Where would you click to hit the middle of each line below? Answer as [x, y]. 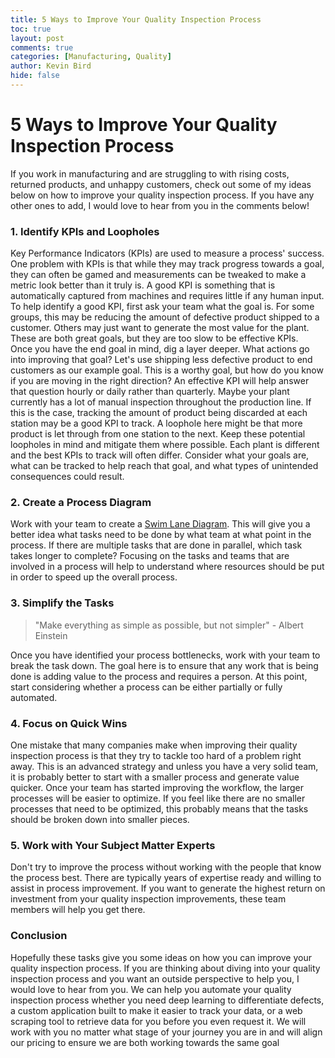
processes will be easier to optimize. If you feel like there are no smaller [158, 798]
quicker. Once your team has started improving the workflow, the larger [157, 787]
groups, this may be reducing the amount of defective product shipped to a [165, 317]
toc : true [31, 29]
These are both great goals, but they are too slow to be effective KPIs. [154, 338]
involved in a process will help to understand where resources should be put [167, 567]
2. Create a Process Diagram [81, 503]
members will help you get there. [78, 910]
